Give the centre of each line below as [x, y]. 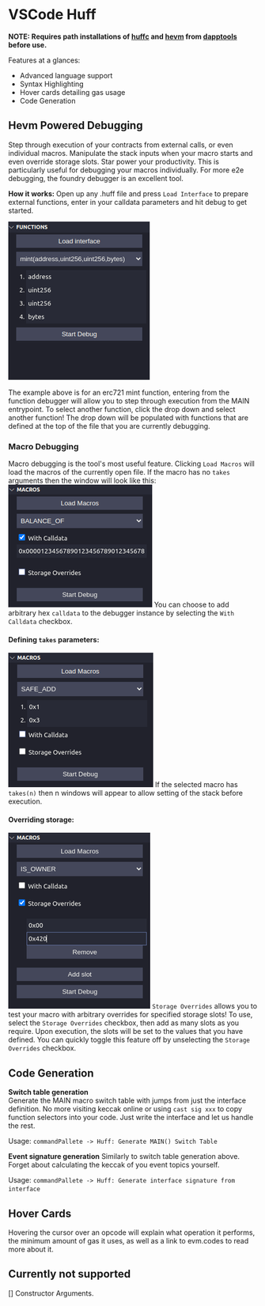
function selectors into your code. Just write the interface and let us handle [131, 1118]
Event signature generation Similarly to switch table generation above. [124, 1156]
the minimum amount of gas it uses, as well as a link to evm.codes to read [129, 1241]
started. [21, 210]
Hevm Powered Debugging [76, 125]
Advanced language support [66, 75]
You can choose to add [191, 605]
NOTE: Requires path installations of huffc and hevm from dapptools [123, 36]
